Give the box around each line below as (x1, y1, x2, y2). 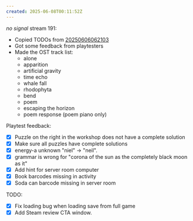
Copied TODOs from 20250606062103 (14, 36, 109, 43)
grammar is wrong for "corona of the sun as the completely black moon (14, 153, 188, 160)
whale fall (23, 80, 47, 87)
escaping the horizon (23, 104, 75, 111)
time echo (23, 73, 48, 80)
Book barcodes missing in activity (14, 172, 97, 179)
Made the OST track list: (14, 48, 73, 56)
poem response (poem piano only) (23, 111, 107, 118)
